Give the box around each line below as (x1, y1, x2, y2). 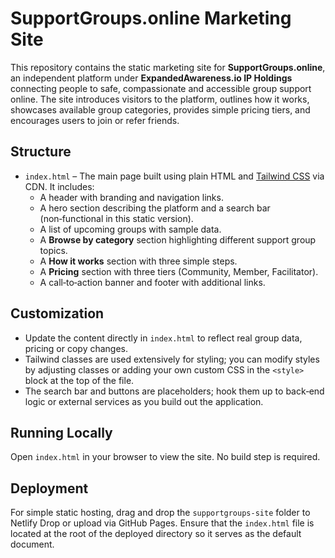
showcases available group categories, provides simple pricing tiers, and (10, 103, 311, 116)
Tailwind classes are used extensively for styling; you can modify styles (24, 353, 320, 365)
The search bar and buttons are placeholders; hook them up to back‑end (24, 385, 325, 397)
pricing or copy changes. (24, 342, 129, 354)
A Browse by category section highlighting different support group (39, 233, 317, 246)
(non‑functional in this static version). (39, 212, 194, 224)
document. (10, 538, 55, 551)
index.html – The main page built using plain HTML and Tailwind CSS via (24, 170, 325, 182)
